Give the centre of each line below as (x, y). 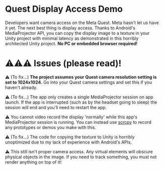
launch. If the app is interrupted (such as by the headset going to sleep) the (81, 102)
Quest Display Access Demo (64, 9)
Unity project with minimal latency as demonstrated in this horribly (72, 38)
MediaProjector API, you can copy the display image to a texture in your (77, 33)
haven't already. (21, 87)
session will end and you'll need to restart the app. (56, 107)
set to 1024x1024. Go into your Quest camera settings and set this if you (79, 82)
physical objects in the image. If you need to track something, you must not (81, 157)
